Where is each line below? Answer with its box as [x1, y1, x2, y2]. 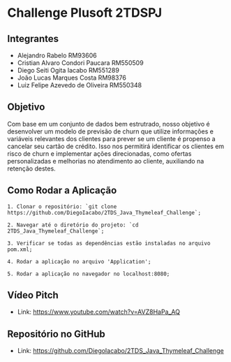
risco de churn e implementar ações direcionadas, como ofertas [7, 149, 192, 158]
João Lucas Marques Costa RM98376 [17, 73, 127, 82]
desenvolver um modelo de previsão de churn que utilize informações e [7, 127, 214, 136]
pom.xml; [7, 246, 33, 253]
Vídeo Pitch [7, 289, 59, 301]
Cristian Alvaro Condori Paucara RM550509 [17, 59, 144, 67]
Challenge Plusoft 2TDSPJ [7, 5, 163, 21]
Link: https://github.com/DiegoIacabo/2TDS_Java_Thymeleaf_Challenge [17, 347, 225, 355]
